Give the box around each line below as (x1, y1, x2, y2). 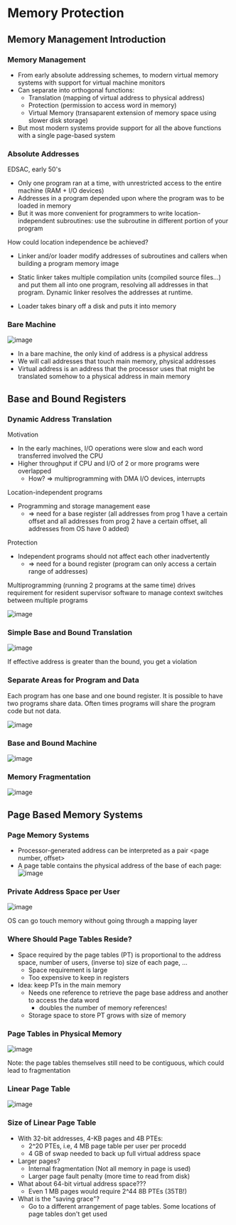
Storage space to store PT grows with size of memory (28, 1011, 186, 1020)
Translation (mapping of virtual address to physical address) (28, 93, 205, 102)
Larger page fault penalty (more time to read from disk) (28, 1172, 191, 1180)
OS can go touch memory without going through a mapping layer (7, 916, 198, 925)
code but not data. (7, 706, 62, 715)
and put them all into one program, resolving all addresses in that (17, 281, 208, 289)
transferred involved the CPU (17, 451, 104, 460)
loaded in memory (17, 201, 71, 210)
